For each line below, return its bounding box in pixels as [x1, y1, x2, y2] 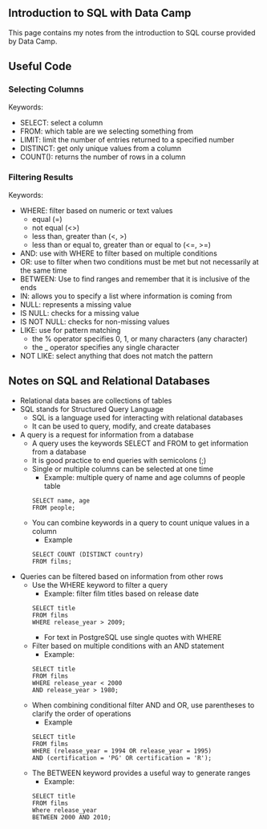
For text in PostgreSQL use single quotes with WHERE [43, 632, 222, 642]
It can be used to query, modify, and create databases [31, 421, 211, 431]
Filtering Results [8, 172, 74, 183]
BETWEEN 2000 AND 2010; [31, 813, 112, 821]
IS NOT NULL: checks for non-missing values [19, 317, 170, 326]
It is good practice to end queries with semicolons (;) [31, 455, 207, 465]
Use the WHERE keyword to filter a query [31, 580, 168, 589]
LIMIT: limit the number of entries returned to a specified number [19, 134, 235, 144]
